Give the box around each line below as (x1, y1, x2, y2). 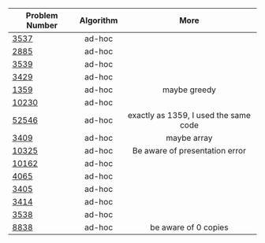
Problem (25, 10, 58, 20)
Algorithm (79, 15, 118, 26)
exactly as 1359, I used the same (127, 110, 251, 120)
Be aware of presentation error (132, 145, 247, 156)
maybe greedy (162, 84, 217, 95)
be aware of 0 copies (149, 222, 229, 233)
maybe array (165, 133, 213, 143)
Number (26, 20, 58, 31)
